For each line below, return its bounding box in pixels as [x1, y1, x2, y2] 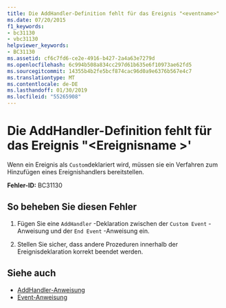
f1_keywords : [7, 23, 45, 30]
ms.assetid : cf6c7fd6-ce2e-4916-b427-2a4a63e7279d [7, 55, 155, 62]
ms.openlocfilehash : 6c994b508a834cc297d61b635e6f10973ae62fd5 [7, 61, 192, 68]
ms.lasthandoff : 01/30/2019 [7, 87, 88, 94]
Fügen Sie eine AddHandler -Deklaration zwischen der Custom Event [16, 219, 207, 227]
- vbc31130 [7, 36, 38, 43]
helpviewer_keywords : [7, 42, 69, 49]
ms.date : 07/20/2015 [7, 17, 67, 23]
